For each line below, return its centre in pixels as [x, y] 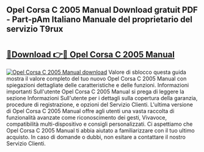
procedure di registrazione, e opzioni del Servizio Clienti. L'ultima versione [100, 104]
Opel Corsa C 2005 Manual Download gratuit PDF [102, 10]
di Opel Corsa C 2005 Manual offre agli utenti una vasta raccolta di [90, 111]
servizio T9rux [35, 29]
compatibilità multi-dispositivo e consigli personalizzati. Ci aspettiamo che [100, 124]
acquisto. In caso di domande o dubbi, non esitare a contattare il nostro [96, 137]
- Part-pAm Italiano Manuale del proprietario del [100, 20]
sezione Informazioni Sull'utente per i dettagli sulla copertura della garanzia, [102, 98]
